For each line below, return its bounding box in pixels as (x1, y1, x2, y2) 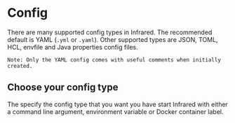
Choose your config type (7, 82, 119, 94)
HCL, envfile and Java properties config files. (7, 43, 138, 51)
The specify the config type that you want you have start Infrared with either (7, 100, 228, 108)
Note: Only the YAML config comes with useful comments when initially (7, 56, 221, 64)
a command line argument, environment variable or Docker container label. (7, 107, 224, 116)
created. (7, 62, 33, 69)
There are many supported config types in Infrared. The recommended (7, 28, 213, 36)
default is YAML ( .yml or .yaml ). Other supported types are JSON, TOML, (7, 35, 219, 43)
